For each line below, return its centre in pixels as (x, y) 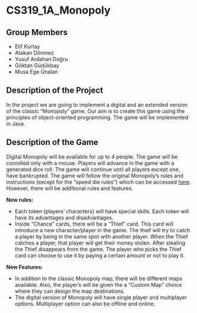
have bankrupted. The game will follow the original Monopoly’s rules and (95, 175)
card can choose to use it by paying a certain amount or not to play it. (100, 255)
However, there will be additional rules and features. (70, 188)
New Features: (25, 267)
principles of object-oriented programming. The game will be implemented (97, 117)
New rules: (20, 200)
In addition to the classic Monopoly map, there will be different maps (99, 278)
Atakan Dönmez (34, 53)
